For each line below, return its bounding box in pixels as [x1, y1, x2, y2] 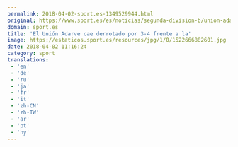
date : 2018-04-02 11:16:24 [7, 43, 87, 50]
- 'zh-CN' [10, 102, 40, 110]
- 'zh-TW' [10, 109, 40, 116]
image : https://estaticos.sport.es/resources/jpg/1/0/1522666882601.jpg [7, 37, 227, 44]
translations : [7, 57, 50, 64]
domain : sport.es [7, 23, 59, 30]
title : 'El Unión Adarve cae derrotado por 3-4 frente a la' [7, 30, 192, 37]
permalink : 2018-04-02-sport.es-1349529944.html [7, 10, 154, 18]
